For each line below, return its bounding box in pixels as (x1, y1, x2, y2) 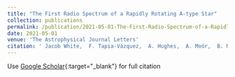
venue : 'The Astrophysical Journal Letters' (7, 36, 139, 43)
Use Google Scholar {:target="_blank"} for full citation (7, 62, 161, 70)
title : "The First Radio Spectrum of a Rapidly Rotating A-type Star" (7, 10, 218, 17)
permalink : (7, 23, 39, 30)
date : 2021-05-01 (7, 29, 58, 37)
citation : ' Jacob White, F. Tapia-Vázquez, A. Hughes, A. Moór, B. (7, 43, 224, 50)
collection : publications (7, 17, 83, 24)
